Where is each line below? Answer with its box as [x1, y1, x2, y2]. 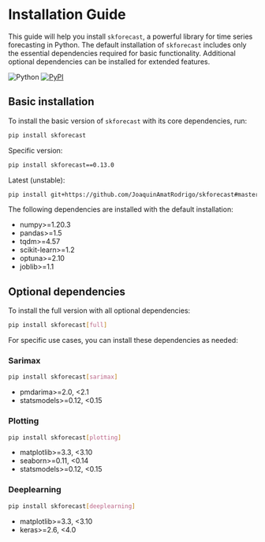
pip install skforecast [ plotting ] [8, 433, 122, 442]
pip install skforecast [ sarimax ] [8, 373, 118, 381]
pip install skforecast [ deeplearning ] [8, 502, 136, 510]
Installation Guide [8, 6, 126, 24]
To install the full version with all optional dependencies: [8, 306, 191, 315]
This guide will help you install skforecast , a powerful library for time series [8, 32, 253, 41]
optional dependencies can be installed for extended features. [8, 57, 211, 66]
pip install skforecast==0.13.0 [8, 160, 114, 169]
